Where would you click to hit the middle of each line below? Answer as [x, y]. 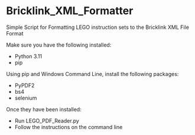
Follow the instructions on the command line [69, 127]
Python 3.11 [28, 56]
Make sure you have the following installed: [59, 45]
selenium [26, 98]
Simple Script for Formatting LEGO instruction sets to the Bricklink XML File [97, 27]
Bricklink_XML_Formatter [70, 11]
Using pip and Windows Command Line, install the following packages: [92, 74]
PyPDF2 [25, 85]
